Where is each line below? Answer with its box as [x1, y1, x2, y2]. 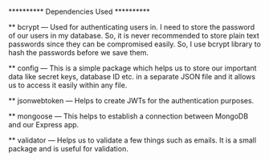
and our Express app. [8, 120, 79, 129]
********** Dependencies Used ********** [8, 7, 150, 16]
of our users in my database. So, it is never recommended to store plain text [8, 31, 259, 40]
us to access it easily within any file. [8, 80, 128, 90]
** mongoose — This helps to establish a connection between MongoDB [8, 111, 249, 121]
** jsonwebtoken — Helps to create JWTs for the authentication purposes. [8, 96, 255, 105]
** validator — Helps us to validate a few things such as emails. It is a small [8, 135, 257, 145]
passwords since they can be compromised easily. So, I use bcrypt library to [8, 39, 261, 49]
